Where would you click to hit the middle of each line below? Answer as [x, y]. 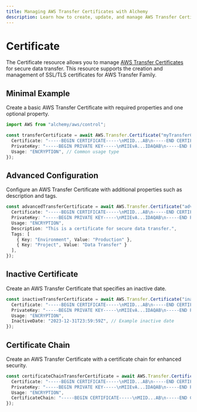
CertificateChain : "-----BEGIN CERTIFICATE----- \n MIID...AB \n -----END [99, 398]
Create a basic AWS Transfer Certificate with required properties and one [95, 108]
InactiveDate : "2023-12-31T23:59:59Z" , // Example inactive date [93, 321]
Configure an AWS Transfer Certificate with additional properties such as [94, 190]
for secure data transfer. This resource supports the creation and [84, 69]
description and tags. [32, 196]
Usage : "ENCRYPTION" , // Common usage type [65, 152]
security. [17, 365]
